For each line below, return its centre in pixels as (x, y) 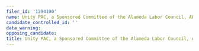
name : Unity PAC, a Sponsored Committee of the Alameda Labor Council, (96, 17)
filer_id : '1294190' (32, 11)
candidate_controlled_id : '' (42, 22)
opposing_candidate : (32, 33)
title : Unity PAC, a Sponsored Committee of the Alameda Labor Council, (98, 39)
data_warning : (24, 28)
